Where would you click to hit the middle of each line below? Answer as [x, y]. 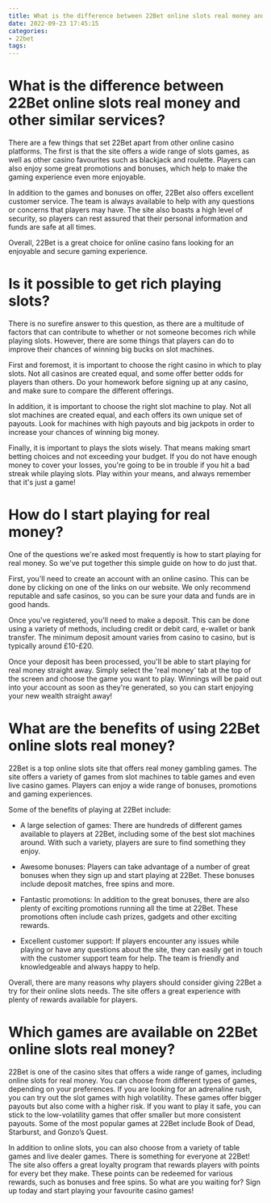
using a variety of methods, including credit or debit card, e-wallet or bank [132, 628]
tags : [17, 46]
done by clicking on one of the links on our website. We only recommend [130, 587]
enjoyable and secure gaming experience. [78, 251]
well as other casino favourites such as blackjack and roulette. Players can [132, 160]
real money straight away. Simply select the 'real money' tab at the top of [130, 670]
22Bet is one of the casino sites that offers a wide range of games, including [135, 1071]
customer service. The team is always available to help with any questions [132, 201]
